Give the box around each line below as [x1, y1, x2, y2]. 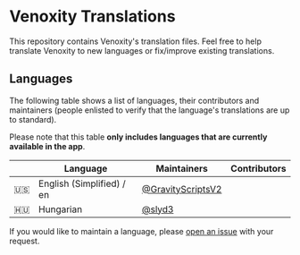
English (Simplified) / [38, 177, 127, 190]
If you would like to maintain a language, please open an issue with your [9, 225, 274, 236]
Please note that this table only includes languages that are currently [9, 132, 268, 142]
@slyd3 [141, 203, 174, 216]
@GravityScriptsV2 [141, 183, 222, 195]
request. [9, 235, 40, 246]
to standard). [9, 114, 57, 124]
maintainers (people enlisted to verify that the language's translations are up [9, 105, 290, 115]
